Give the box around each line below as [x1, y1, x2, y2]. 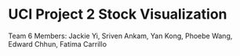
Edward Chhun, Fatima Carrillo [8, 39, 107, 48]
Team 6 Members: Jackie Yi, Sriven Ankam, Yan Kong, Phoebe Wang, [8, 31, 233, 40]
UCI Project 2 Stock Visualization [8, 5, 227, 23]
